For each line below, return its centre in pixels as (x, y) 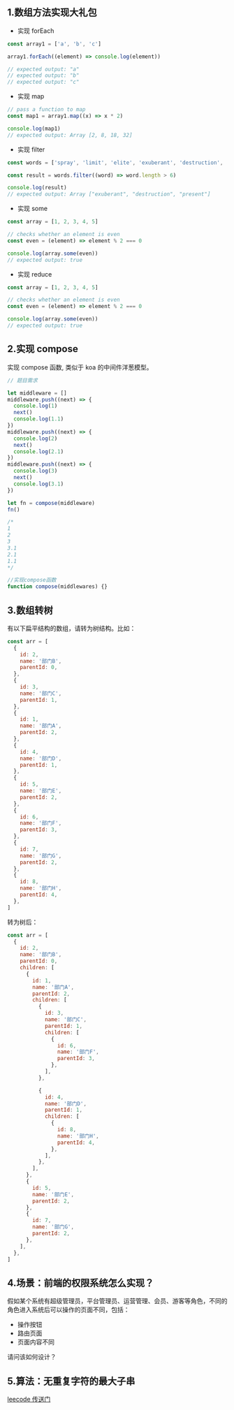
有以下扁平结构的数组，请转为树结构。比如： (72, 628)
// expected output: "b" (43, 75)
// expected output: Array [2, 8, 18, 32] (70, 135)
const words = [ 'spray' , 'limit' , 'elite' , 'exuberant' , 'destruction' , (115, 163)
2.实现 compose (43, 349)
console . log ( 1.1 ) (39, 419)
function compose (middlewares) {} (58, 587)
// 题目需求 (23, 380)
